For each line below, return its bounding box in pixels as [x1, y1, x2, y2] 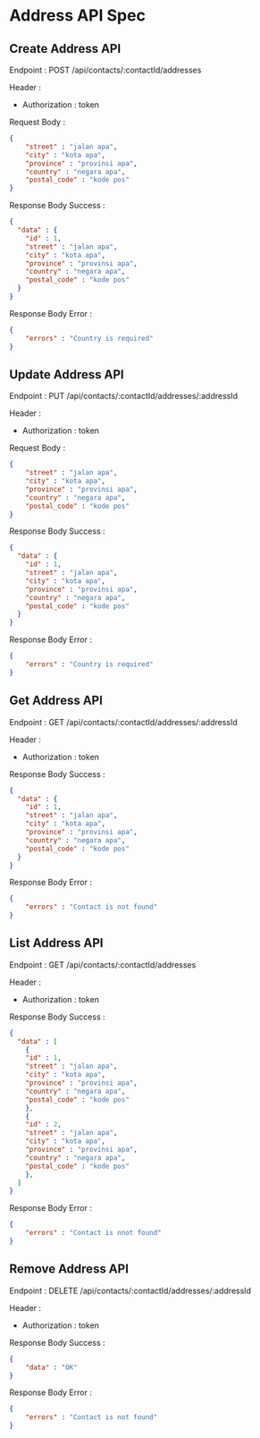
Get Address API [9, 693, 103, 708]
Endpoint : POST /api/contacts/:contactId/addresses [9, 64, 202, 75]
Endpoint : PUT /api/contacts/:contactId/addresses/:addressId [9, 391, 239, 402]
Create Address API [9, 41, 122, 56]
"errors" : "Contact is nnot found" [25, 1229, 163, 1238]
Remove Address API [9, 1262, 130, 1277]
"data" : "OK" [25, 1363, 78, 1372]
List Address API [9, 935, 104, 951]
